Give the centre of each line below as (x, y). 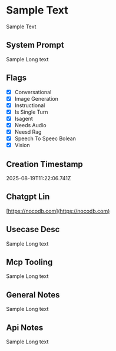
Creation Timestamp (45, 164)
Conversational (33, 92)
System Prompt (35, 45)
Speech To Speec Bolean (45, 138)
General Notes (33, 295)
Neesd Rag (28, 132)
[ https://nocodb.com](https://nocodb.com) (58, 211)
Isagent (24, 118)
